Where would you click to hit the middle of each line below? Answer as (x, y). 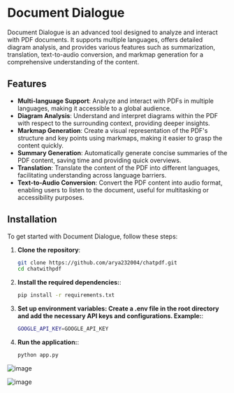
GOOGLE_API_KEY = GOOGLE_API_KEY (63, 329)
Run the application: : (48, 342)
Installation (32, 219)
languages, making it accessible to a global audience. (94, 108)
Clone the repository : (49, 250)
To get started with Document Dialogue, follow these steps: (93, 236)
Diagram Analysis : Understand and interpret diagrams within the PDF (118, 115)
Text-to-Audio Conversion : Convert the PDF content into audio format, (120, 183)
